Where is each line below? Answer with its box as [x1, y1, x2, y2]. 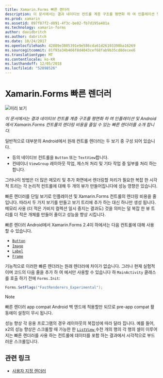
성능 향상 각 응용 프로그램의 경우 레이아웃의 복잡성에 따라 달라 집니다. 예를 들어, [5, 320, 155, 326]
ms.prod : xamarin [5, 16, 40, 21]
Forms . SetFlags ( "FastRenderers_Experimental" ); [5, 285, 103, 290]
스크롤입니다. [14, 338, 39, 344]
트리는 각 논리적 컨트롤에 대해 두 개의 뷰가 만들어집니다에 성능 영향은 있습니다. [10, 183, 158, 189]
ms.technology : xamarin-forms [5, 25, 66, 30]
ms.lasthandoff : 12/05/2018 [5, 61, 62, 66]
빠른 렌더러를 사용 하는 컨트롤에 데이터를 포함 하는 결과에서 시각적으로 [14, 332, 147, 338]
